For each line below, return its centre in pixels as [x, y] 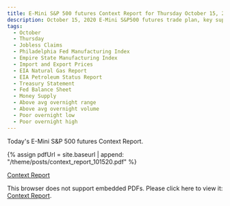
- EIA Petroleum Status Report [58, 77]
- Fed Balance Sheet [42, 90]
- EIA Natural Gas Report [50, 70]
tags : [15, 26]
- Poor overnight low [44, 115]
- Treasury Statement [44, 83]
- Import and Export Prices [53, 64]
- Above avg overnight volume [56, 109]
